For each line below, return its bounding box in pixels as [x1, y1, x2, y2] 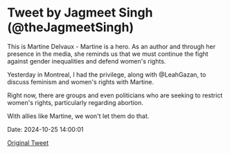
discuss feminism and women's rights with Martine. [7, 77, 154, 86]
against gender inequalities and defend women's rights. [7, 57, 166, 65]
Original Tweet [7, 138, 49, 146]
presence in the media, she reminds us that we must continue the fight [7, 50, 209, 58]
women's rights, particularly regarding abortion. [7, 98, 144, 106]
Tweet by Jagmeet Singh [7, 5, 153, 21]
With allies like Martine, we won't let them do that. [7, 112, 150, 120]
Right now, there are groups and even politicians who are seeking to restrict [7, 91, 223, 99]
